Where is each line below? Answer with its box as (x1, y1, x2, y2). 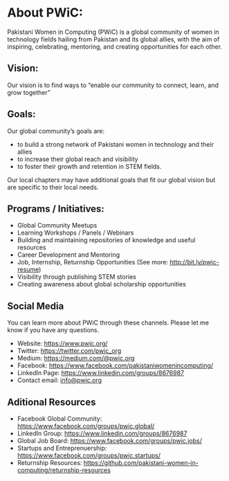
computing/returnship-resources (17, 466, 111, 474)
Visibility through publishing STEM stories (17, 273, 136, 281)
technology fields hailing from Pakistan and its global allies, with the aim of (7, 35, 220, 43)
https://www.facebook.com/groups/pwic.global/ (17, 422, 155, 430)
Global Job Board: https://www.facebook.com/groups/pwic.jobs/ (17, 437, 202, 444)
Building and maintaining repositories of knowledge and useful (17, 236, 196, 244)
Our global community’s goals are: (7, 127, 105, 135)
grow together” (7, 88, 51, 96)
